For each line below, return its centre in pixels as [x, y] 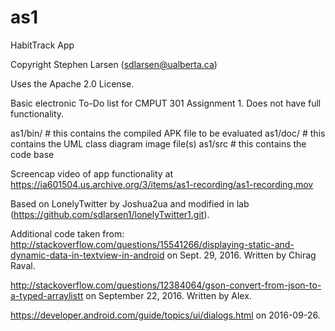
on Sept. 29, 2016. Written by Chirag [241, 255]
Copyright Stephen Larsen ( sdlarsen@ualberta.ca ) [114, 64]
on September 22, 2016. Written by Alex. [168, 295]
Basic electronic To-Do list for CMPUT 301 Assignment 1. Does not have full [166, 103]
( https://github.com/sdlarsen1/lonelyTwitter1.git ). [110, 214]
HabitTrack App [42, 45]
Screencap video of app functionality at [92, 173]
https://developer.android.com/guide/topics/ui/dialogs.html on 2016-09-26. [165, 315]
